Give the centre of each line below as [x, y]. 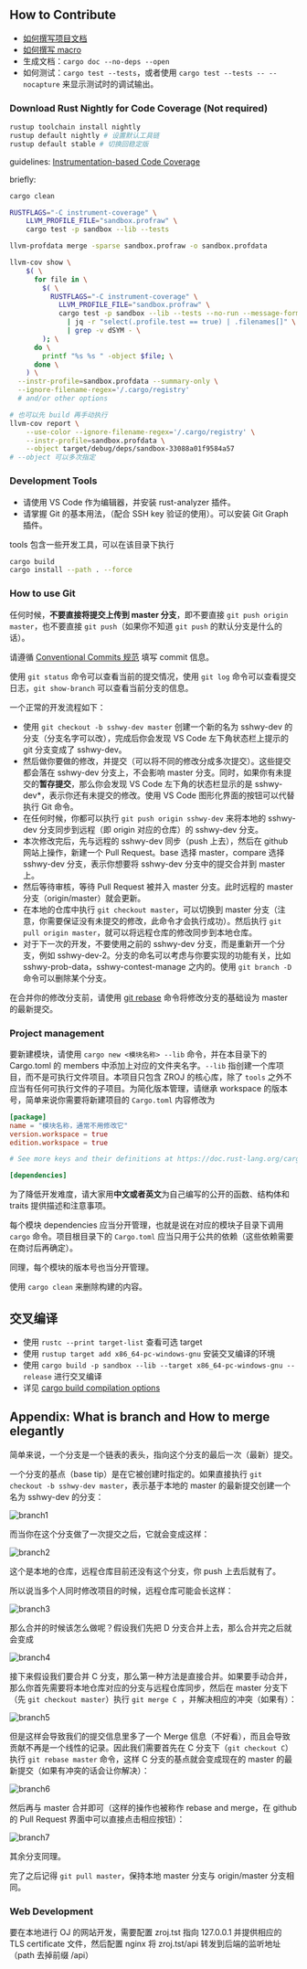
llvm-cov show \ [40, 263]
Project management [57, 1033]
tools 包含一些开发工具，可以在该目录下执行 [92, 544]
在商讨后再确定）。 [43, 1248]
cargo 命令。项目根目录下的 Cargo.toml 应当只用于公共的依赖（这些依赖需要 [152, 1237]
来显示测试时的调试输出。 [111, 84]
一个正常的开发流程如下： [58, 707]
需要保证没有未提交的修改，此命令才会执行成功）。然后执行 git [164, 921]
